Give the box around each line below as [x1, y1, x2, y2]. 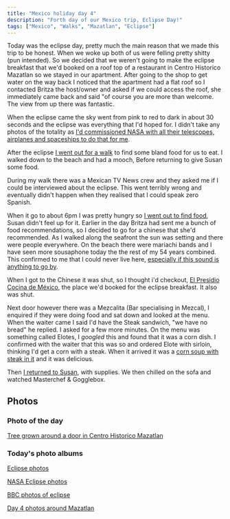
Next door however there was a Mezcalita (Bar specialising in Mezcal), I [7, 303, 209, 312]
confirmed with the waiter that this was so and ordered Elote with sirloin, [7, 341, 212, 349]
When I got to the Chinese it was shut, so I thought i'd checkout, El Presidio [7, 276, 220, 284]
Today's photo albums [7, 448, 84, 458]
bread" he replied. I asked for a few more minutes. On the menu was [7, 325, 200, 334]
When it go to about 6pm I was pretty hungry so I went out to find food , [7, 211, 209, 220]
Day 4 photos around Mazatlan [7, 504, 95, 512]
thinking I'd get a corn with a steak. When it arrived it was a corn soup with [7, 347, 219, 356]
